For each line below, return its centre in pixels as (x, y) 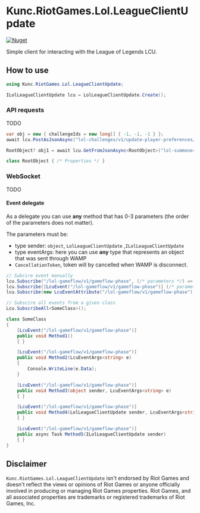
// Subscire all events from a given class (61, 303)
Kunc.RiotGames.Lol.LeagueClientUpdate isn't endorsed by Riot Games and (98, 478)
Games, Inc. (21, 503)
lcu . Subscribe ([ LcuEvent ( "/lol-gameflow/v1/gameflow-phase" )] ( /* (90, 287)
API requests (25, 110)
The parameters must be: (37, 234)
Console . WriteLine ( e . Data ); (62, 369)
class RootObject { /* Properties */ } (56, 161)
